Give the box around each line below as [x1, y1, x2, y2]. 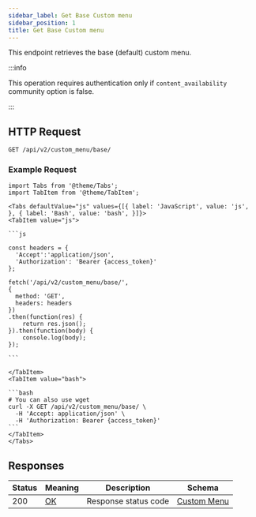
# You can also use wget [8, 396, 90, 404]
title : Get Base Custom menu [8, 26, 104, 34]
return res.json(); [22, 320, 87, 328]
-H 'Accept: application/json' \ [15, 410, 126, 418]
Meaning [44, 482, 79, 493]
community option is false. [8, 87, 95, 96]
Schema [186, 482, 219, 493]
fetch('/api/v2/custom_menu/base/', [8, 279, 129, 287]
